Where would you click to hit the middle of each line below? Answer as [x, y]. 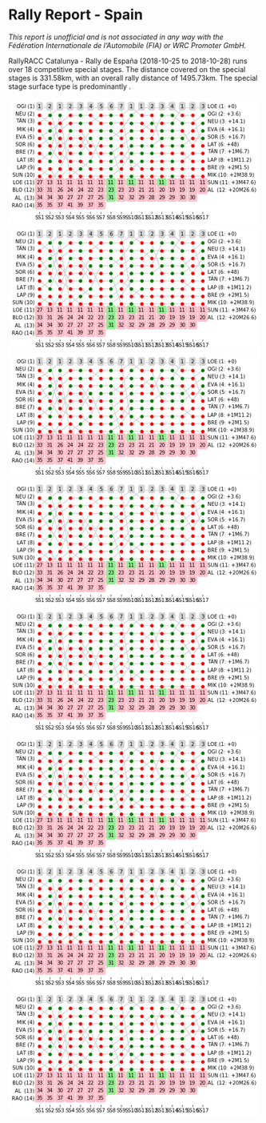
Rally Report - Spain [76, 15]
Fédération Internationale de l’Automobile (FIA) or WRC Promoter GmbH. [127, 45]
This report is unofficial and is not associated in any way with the [116, 37]
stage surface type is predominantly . [70, 86]
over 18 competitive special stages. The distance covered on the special [127, 69]
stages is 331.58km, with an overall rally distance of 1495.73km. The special [133, 78]
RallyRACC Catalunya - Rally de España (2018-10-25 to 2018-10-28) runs [128, 61]
